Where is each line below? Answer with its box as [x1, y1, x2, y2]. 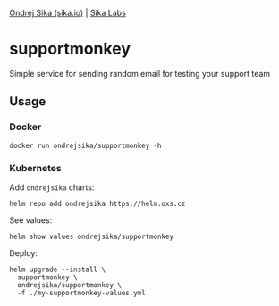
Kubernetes [9, 161, 62, 174]
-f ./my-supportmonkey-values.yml [17, 288, 146, 297]
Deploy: [9, 247, 38, 258]
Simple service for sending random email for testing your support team [9, 68, 271, 79]
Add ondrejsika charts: [9, 182, 95, 193]
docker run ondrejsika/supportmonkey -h [9, 141, 163, 150]
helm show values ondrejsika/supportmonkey [9, 232, 174, 241]
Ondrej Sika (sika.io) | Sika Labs [9, 8, 127, 18]
